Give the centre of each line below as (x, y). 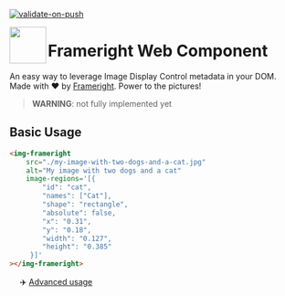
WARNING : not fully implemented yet (101, 103)
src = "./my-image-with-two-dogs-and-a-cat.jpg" (116, 162)
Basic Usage (46, 132)
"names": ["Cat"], (77, 196)
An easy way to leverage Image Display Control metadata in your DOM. (143, 76)
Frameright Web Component (158, 51)
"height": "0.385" (77, 247)
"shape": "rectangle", (85, 205)
